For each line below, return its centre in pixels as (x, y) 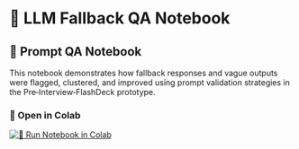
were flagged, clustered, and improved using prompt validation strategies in (150, 83)
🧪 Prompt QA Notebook (76, 52)
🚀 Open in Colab (45, 115)
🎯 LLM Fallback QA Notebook (120, 18)
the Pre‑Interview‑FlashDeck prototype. (82, 92)
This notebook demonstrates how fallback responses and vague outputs (144, 73)
